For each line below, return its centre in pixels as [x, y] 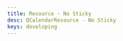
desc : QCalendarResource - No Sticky [62, 20]
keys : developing [32, 26]
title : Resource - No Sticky [49, 14]
